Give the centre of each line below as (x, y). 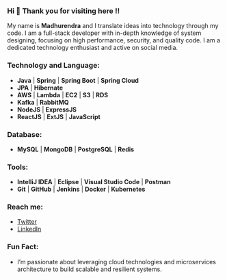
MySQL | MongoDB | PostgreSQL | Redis (76, 149)
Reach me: (25, 207)
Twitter (27, 222)
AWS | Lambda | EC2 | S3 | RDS (62, 94)
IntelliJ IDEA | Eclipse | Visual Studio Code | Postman (94, 182)
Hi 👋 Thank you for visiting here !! (64, 11)
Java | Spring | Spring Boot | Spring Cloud (78, 80)
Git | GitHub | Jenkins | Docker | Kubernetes (81, 189)
